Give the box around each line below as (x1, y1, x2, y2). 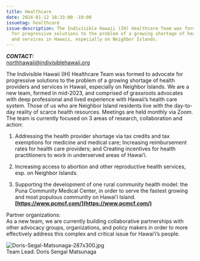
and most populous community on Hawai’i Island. (14, 194, 136, 200)
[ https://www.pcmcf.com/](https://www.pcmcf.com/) (14, 200, 152, 207)
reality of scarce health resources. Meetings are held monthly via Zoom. (17, 108, 193, 115)
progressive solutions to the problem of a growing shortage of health (6, 77, 176, 84)
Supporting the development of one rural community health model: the (14, 181, 189, 188)
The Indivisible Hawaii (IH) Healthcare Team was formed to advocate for (6, 71, 183, 77)
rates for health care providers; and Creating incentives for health (14, 145, 176, 152)
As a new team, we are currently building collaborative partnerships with (6, 218, 184, 225)
